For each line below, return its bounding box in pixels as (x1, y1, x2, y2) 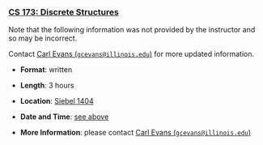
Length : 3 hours (19, 80, 74, 91)
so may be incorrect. (8, 33, 78, 43)
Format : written (19, 65, 73, 75)
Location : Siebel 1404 (19, 96, 95, 106)
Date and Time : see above (19, 112, 109, 122)
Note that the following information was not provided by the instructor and (8, 25, 256, 35)
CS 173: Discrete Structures (8, 6, 119, 18)
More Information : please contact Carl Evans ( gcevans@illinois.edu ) (19, 128, 252, 138)
